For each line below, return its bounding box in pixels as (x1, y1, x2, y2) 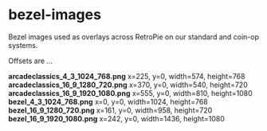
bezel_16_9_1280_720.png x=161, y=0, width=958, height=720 (8, 105, 213, 115)
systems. (8, 40, 38, 50)
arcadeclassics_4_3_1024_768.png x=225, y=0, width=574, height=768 (8, 71, 245, 81)
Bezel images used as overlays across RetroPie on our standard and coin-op (8, 32, 260, 42)
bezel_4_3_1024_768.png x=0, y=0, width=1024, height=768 (8, 97, 209, 106)
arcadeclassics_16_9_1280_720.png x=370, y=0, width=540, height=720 (8, 80, 249, 89)
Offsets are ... (8, 56, 53, 65)
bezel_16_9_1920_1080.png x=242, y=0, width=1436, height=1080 (8, 113, 226, 123)
